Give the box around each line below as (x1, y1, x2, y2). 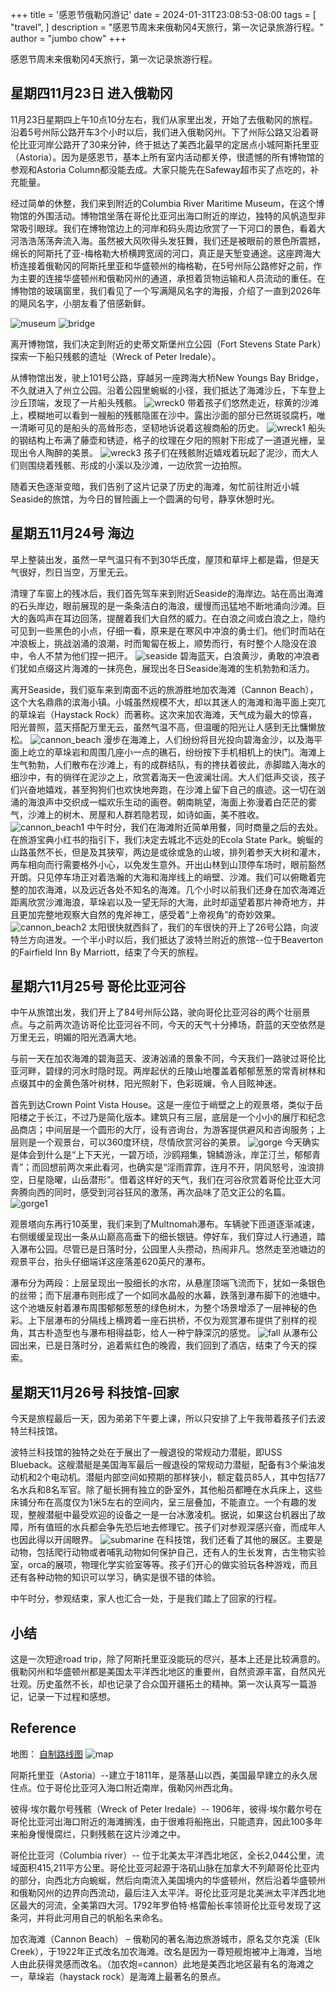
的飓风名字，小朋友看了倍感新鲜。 (10, 297, 151, 309)
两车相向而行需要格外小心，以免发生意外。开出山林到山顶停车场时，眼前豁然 (10, 858, 326, 870)
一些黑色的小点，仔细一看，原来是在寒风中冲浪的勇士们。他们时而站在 (36, 624, 326, 637)
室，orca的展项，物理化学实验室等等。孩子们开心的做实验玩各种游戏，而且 (10, 1559, 318, 1571)
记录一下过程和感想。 (27, 1691, 116, 1703)
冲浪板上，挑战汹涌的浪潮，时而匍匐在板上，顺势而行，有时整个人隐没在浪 (10, 637, 317, 649)
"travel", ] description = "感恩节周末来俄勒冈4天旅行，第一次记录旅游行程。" (10, 21, 324, 33)
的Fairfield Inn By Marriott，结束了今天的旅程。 (10, 946, 204, 958)
